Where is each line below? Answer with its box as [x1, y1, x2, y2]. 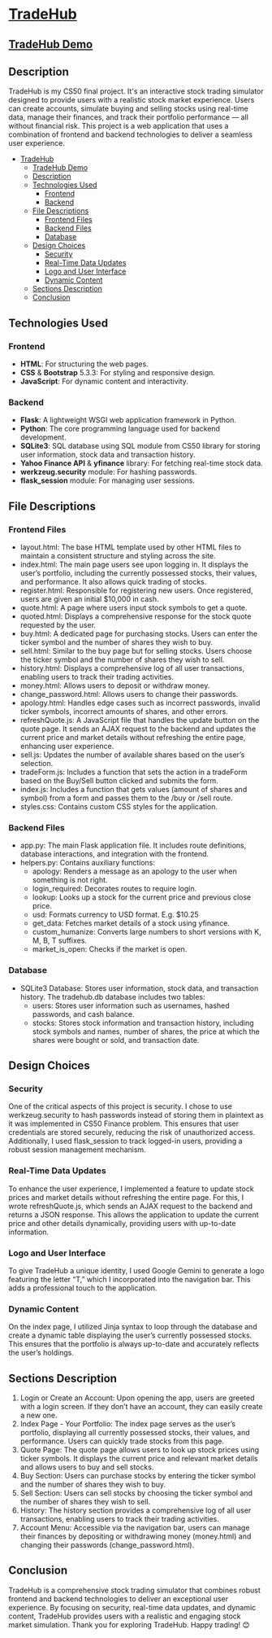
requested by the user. [19, 620, 96, 630]
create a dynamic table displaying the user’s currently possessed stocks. [8, 1330, 253, 1340]
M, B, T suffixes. [32, 935, 88, 945]
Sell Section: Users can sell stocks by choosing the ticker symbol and [19, 1488, 253, 1498]
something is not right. [32, 875, 108, 885]
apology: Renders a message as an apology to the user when [32, 866, 237, 876]
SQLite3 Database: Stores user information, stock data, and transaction [19, 983, 259, 993]
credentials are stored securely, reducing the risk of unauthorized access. [8, 1128, 256, 1137]
